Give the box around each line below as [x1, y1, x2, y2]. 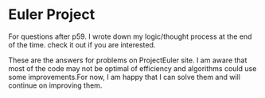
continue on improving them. [8, 81, 103, 90]
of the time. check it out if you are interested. [8, 40, 156, 49]
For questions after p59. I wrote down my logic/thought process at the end [8, 32, 252, 41]
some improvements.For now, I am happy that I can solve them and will [8, 72, 241, 81]
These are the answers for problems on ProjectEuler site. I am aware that [8, 55, 247, 65]
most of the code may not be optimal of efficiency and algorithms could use [8, 63, 257, 73]
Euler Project [8, 6, 95, 24]
